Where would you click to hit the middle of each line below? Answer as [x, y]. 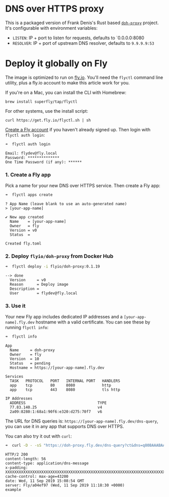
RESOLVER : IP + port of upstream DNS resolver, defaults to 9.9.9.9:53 [83, 43]
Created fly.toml [23, 243]
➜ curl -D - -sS [23, 446]
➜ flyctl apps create [29, 195]
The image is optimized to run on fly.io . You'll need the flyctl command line [84, 77]
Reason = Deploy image [39, 285]
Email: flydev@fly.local [31, 153]
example [13, 490]
